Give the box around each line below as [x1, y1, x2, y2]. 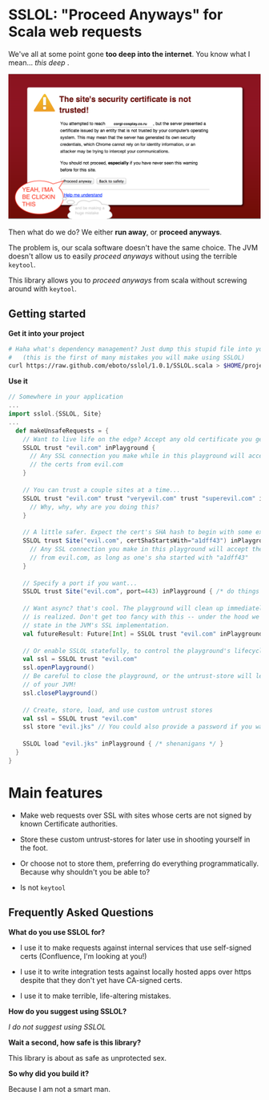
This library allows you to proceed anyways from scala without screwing [8, 275, 247, 285]
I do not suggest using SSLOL [8, 1021, 106, 1032]
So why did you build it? [8, 1069, 90, 1078]
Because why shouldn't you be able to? [19, 867, 151, 876]
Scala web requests [8, 22, 143, 41]
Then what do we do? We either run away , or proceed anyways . [8, 227, 223, 237]
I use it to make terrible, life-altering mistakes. [19, 991, 171, 1001]
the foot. [19, 842, 48, 852]
